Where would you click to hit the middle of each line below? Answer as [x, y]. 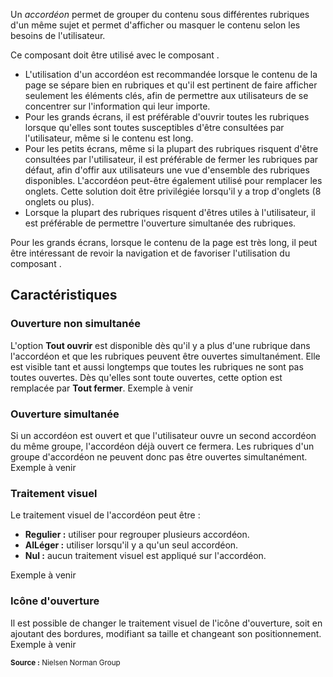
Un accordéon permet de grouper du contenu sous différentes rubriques [160, 14]
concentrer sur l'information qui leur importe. [117, 106]
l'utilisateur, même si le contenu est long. [109, 138]
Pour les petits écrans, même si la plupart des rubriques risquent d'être [171, 148]
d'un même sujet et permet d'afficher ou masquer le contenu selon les [155, 25]
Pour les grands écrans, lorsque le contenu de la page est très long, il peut [164, 242]
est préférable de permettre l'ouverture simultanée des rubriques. [160, 223]
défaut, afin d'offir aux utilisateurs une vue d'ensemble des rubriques [167, 170]
